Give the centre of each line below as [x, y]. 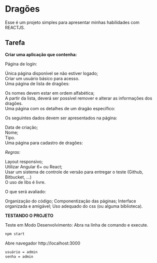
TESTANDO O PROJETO [29, 215]
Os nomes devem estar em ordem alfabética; [50, 93]
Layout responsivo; [24, 162]
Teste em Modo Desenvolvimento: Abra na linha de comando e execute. [77, 225]
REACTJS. [15, 27]
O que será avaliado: [26, 191]
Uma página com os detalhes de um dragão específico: [60, 108]
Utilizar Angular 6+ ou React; [34, 166]
